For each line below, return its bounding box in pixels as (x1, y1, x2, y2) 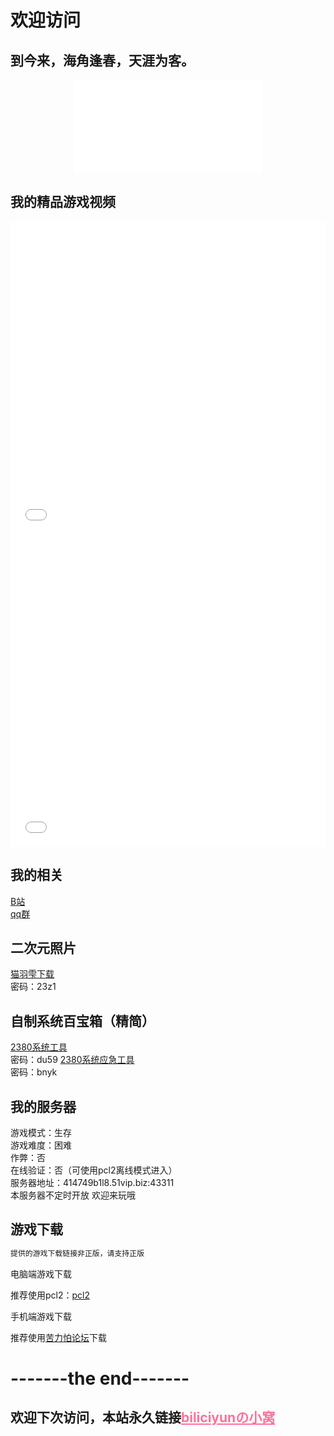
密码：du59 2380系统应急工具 (10, 1054, 135, 1066)
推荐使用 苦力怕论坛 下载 (10, 1331, 107, 1343)
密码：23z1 (10, 981, 57, 993)
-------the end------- (10, 1367, 190, 1390)
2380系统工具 (10, 1041, 68, 1053)
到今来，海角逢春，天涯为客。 (10, 52, 195, 69)
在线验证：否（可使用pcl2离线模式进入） (10, 1164, 178, 1176)
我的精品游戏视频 (10, 194, 116, 211)
